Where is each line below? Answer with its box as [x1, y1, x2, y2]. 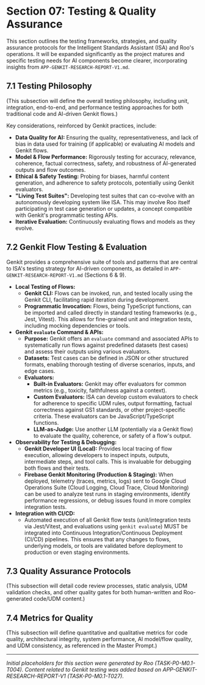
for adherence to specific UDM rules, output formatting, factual [33, 399, 192, 406]
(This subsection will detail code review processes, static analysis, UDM [6, 582, 188, 589]
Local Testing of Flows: [15, 283, 76, 290]
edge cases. [24, 367, 56, 374]
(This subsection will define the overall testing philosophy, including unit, [6, 97, 189, 104]
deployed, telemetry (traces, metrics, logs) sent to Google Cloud [24, 477, 186, 484]
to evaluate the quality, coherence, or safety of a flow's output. [33, 431, 192, 439]
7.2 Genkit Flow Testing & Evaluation [6, 242, 148, 252]
